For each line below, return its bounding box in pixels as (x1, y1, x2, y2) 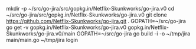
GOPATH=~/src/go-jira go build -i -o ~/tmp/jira (76, 30, 191, 37)
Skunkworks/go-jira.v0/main (6, 30, 76, 37)
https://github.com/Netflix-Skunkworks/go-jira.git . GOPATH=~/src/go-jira (6, 18, 186, 24)
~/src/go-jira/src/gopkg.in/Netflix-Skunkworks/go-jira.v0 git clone (6, 11, 167, 18)
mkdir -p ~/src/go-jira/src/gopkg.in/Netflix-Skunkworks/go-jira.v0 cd (6, 5, 174, 12)
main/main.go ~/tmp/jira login (6, 37, 79, 43)
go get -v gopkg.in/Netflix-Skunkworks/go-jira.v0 (6, 24, 127, 31)
